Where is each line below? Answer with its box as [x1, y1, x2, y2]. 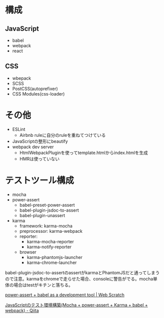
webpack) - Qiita [5, 307, 39, 313]
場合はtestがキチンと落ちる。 [13, 282, 73, 288]
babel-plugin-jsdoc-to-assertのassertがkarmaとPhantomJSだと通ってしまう [5, 269, 160, 276]
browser [19, 249, 37, 255]
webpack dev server [12, 144, 54, 150]
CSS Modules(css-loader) [12, 91, 65, 96]
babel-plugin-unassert [19, 212, 65, 218]
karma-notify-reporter [27, 244, 72, 250]
